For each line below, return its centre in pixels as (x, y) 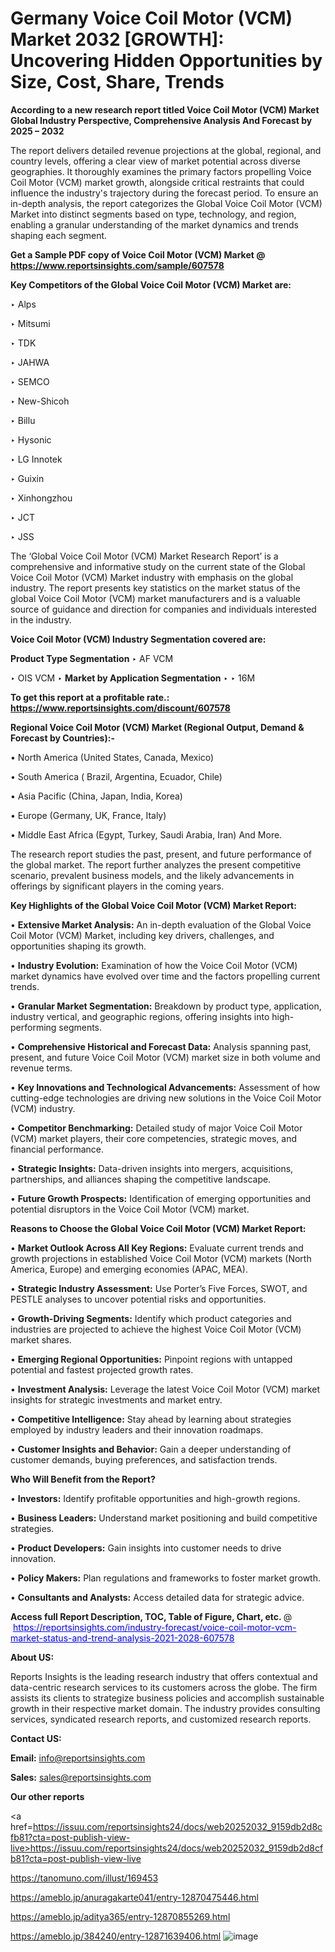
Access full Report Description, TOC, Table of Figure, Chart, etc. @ (151, 1616)
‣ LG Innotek (36, 459)
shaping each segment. (59, 235)
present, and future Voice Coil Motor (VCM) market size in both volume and (165, 1057)
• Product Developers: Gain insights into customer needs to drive (146, 1548)
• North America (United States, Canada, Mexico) (112, 757)
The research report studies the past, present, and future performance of (161, 854)
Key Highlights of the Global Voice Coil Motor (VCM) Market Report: (153, 905)
